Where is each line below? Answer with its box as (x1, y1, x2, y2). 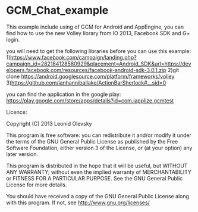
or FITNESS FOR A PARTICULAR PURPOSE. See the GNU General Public (6, 174, 183, 182)
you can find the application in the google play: (6, 91, 121, 98)
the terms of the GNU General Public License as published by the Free (6, 138, 178, 145)
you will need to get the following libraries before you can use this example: (6, 47, 191, 54)
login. (6, 36, 20, 43)
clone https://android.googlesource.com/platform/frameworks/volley (6, 73, 175, 80)
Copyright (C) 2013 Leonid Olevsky (6, 120, 92, 127)
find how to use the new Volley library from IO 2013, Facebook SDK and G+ (6, 29, 190, 36)
